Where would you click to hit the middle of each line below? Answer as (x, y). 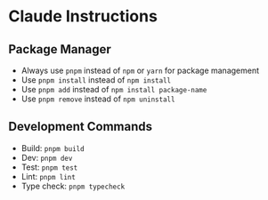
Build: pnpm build (53, 148)
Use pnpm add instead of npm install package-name (114, 89)
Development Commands (81, 127)
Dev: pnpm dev (47, 157)
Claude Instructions (83, 16)
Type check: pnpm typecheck (73, 186)
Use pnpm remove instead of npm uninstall (98, 99)
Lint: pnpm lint (49, 176)
